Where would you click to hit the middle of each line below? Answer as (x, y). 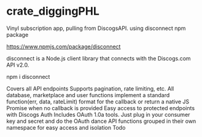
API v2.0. (18, 65)
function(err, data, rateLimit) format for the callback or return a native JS (98, 102)
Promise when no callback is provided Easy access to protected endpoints (101, 108)
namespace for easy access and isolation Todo (66, 127)
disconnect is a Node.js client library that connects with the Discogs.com (99, 58)
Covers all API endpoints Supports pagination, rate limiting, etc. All (90, 88)
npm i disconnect (28, 76)
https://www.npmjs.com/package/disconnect (64, 46)
